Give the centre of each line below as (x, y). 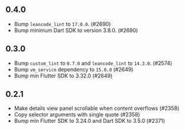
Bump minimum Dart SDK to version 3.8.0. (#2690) (76, 30)
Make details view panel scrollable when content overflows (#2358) (97, 108)
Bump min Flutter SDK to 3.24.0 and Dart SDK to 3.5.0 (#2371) (90, 121)
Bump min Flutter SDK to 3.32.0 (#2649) (63, 76)
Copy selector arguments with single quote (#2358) (77, 115)
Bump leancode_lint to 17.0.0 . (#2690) (62, 24)
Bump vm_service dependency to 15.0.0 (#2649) (74, 69)
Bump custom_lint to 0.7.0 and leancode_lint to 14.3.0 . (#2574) (93, 63)
